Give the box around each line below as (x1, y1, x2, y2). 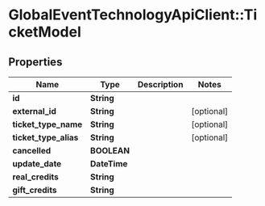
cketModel (8, 23, 82, 41)
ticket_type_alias (12, 132, 79, 143)
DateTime (89, 158, 128, 169)
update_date (12, 158, 62, 169)
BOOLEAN (89, 145, 130, 156)
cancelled (12, 145, 52, 156)
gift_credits (12, 184, 57, 195)
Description (137, 79, 184, 90)
